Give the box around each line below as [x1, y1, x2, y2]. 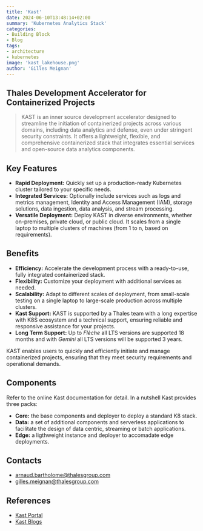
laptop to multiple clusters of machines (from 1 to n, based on [15, 225, 168, 231]
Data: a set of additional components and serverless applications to [15, 418, 185, 425]
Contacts [6, 456, 42, 466]
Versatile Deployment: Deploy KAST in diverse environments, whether [15, 212, 193, 218]
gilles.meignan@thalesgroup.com [15, 478, 99, 485]
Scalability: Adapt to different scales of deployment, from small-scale [15, 290, 190, 297]
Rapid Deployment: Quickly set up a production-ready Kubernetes [15, 180, 182, 186]
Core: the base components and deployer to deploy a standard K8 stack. [15, 412, 198, 419]
